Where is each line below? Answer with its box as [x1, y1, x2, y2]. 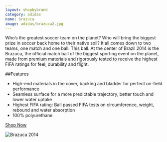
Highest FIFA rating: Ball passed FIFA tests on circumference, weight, [12, 102, 155, 108]
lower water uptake [12, 97, 52, 103]
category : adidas [5, 12, 41, 17]
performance [12, 86, 40, 92]
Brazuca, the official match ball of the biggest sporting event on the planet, [5, 51, 159, 57]
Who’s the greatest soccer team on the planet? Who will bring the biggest [5, 35, 156, 41]
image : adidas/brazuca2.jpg [5, 21, 64, 26]
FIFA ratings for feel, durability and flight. [5, 61, 89, 67]
